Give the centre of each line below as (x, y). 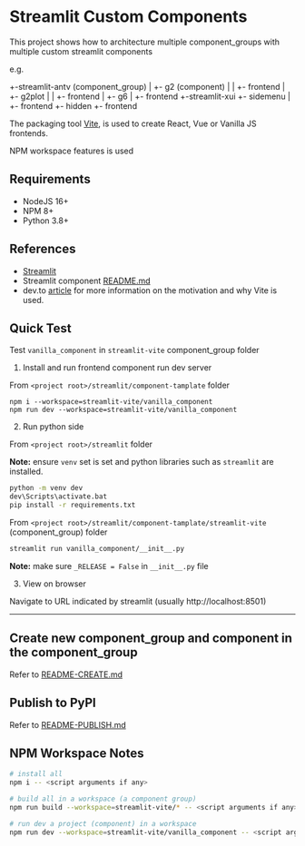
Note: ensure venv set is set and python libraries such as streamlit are (142, 462)
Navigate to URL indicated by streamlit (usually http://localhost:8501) (138, 601)
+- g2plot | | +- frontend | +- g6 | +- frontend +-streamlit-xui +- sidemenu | (150, 96)
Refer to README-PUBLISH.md (68, 724)
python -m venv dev (46, 488)
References (43, 249)
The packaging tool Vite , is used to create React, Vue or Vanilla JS (133, 123)
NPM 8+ (38, 211)
